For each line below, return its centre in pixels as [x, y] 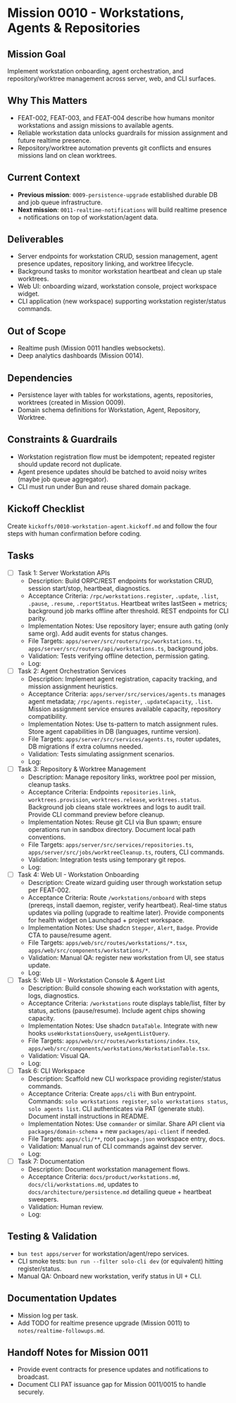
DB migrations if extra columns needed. [85, 746]
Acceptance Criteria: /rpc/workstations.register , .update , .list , [123, 596]
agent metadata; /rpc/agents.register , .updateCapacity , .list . [120, 701]
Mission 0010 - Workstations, [96, 13]
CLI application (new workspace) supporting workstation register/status [122, 301]
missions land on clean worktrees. [67, 155]
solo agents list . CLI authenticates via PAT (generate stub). [116, 1108]
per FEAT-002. [49, 890]
